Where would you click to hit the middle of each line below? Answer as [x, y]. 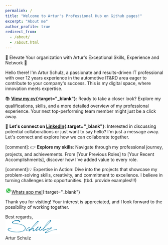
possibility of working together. [37, 207]
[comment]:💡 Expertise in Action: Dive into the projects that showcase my [81, 169]
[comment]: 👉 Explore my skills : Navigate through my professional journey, [84, 147]
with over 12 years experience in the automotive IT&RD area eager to [76, 77]
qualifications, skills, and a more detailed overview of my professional [77, 106]
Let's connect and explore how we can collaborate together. [67, 137]
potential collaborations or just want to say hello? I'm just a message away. [82, 131]
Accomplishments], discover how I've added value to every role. [71, 159]
